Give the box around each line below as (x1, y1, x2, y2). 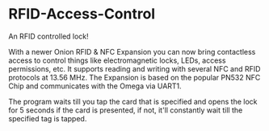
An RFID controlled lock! (8, 31, 89, 41)
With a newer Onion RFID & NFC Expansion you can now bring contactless (8, 47, 256, 56)
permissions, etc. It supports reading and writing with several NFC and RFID (8, 63, 261, 73)
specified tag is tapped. (8, 113, 87, 123)
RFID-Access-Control (8, 5, 156, 23)
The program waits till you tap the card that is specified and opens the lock (8, 96, 258, 106)
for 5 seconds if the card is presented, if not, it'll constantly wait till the (8, 105, 243, 115)
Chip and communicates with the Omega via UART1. (8, 81, 182, 91)
